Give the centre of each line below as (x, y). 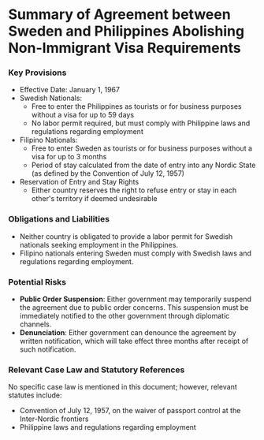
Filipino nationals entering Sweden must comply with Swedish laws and (136, 253)
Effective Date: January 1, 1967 (70, 90)
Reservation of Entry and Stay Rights (79, 182)
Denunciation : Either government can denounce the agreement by (128, 333)
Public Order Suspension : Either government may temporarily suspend (136, 299)
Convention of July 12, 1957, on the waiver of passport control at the (130, 411)
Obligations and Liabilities (59, 219)
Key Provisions (37, 73)
